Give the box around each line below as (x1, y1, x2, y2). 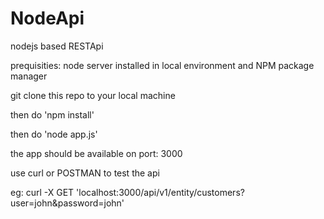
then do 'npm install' (10, 108, 95, 121)
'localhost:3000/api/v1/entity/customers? (76, 186, 245, 198)
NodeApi (10, 7, 85, 30)
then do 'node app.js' (10, 128, 98, 140)
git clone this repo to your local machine (10, 89, 176, 101)
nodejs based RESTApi (10, 40, 104, 52)
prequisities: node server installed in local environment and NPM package (10, 59, 315, 71)
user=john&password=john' (10, 197, 125, 209)
